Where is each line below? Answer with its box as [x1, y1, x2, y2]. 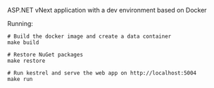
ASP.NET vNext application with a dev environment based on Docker [7, 6, 207, 14]
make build [7, 39, 39, 46]
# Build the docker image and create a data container [7, 33, 172, 40]
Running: [7, 20, 34, 27]
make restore [7, 57, 46, 64]
